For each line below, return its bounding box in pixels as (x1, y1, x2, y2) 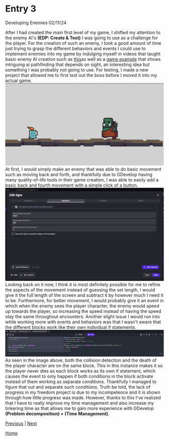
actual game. (5, 77, 32, 83)
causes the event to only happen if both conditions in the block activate (5, 373, 153, 379)
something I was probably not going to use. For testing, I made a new (5, 66, 148, 73)
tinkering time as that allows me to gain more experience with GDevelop (5, 405, 154, 411)
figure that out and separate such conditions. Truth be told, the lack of (5, 384, 151, 390)
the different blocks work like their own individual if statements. (5, 324, 137, 330)
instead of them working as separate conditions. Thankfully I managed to (5, 378, 157, 385)
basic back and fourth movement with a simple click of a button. (5, 182, 138, 188)
